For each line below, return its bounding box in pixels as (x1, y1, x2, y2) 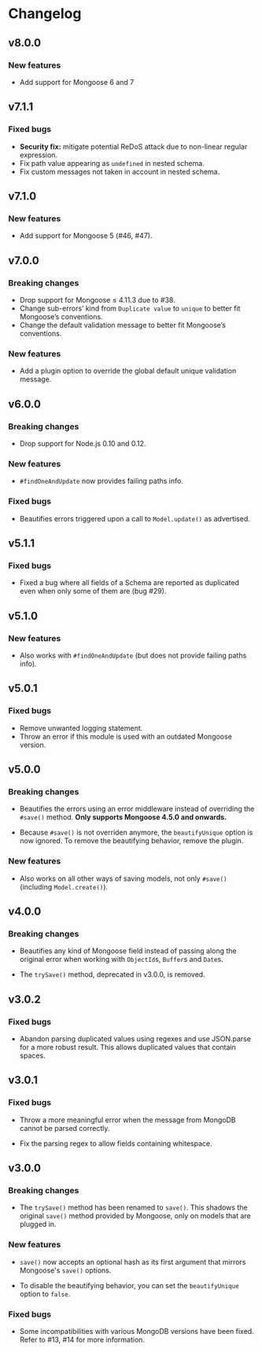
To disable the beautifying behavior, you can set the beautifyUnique (19, 1280, 239, 1290)
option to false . (19, 1289, 71, 1299)
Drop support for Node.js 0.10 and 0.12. (19, 438, 146, 448)
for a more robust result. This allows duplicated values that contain (19, 1042, 236, 1052)
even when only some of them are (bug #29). (19, 587, 167, 596)
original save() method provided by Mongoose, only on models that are (19, 1211, 252, 1221)
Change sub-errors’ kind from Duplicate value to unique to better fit (19, 304, 241, 313)
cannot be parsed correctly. (19, 1123, 110, 1133)
